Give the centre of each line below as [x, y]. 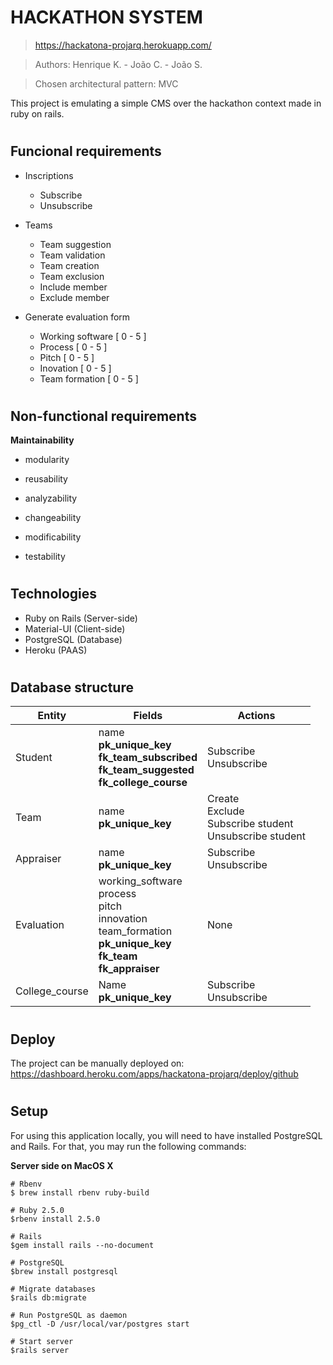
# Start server [42, 1341]
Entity [52, 716]
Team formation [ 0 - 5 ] [89, 378]
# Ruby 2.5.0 [37, 1210]
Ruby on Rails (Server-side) [81, 618]
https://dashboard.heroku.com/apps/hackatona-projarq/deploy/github [154, 1073]
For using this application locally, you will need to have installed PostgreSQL [166, 1135]
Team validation [72, 255]
